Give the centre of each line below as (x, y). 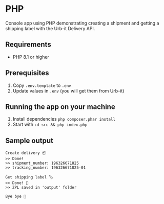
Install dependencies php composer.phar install (64, 119)
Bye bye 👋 (16, 197)
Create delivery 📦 (26, 153)
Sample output (29, 140)
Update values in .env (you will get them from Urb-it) (68, 90)
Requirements (28, 45)
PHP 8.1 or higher (31, 57)
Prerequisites (27, 73)
